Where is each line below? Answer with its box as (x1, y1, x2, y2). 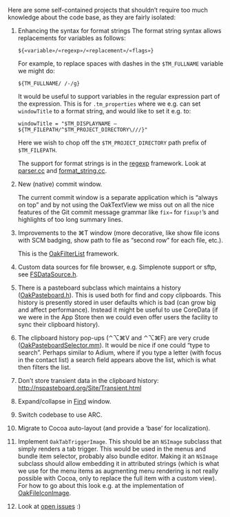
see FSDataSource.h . (17, 270, 79, 279)
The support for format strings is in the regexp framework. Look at (17, 159, 207, 167)
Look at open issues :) (17, 502, 81, 510)
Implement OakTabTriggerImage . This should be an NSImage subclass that (17, 438, 222, 445)
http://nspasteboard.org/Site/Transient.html (17, 384, 142, 392)
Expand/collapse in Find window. (17, 397, 112, 405)
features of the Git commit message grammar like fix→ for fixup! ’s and (17, 208, 219, 216)
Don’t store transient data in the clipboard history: (17, 377, 159, 384)
